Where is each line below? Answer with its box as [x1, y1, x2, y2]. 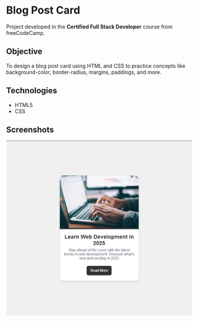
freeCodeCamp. [6, 29, 45, 36]
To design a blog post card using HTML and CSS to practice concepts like [6, 62, 186, 69]
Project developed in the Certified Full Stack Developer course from [6, 23, 173, 30]
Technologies [6, 86, 58, 96]
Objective [6, 47, 43, 57]
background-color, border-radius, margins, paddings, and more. [6, 69, 162, 76]
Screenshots [6, 125, 54, 135]
